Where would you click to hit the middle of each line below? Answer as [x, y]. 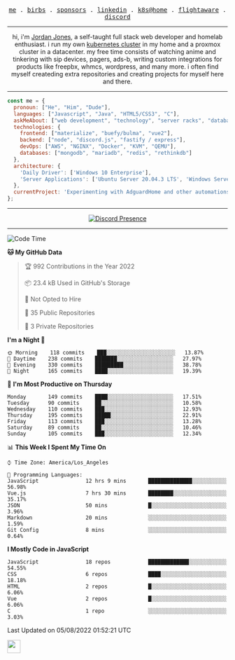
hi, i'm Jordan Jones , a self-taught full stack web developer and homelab [117, 37]
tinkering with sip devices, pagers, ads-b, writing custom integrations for [117, 59]
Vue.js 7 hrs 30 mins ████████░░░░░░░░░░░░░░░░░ [117, 493]
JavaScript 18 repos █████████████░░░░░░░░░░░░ [117, 562]
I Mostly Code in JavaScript [48, 549]
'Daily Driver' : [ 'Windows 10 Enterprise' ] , [86, 172]
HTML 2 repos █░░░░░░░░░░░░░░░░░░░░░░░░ [117, 586]
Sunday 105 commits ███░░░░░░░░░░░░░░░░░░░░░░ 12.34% [104, 434]
